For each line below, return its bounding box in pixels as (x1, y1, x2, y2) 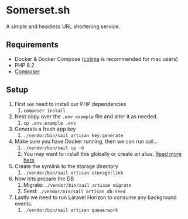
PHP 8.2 (14, 61, 35, 69)
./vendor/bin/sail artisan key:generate (23, 132, 124, 138)
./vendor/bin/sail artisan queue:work (23, 207, 118, 213)
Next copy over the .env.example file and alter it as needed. (14, 112, 158, 120)
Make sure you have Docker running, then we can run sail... (14, 138, 158, 145)
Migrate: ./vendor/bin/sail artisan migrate (23, 181, 132, 188)
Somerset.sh (6, 4, 70, 17)
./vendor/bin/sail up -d (23, 145, 84, 151)
